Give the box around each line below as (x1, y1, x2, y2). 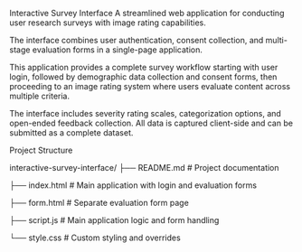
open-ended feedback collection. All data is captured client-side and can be (9, 117, 294, 128)
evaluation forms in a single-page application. (32, 44, 203, 55)
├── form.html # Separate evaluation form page (9, 198, 190, 208)
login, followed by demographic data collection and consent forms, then (9, 71, 278, 82)
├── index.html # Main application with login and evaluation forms (9, 180, 258, 191)
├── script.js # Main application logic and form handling (9, 215, 220, 225)
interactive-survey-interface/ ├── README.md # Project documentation (9, 163, 279, 173)
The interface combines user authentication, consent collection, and (9, 35, 264, 45)
